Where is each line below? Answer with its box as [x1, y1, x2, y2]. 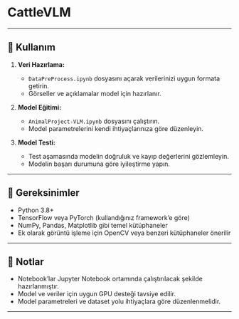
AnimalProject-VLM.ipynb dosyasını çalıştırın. [28, 117, 160, 125]
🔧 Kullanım [7, 41, 55, 53]
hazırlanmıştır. [17, 282, 59, 291]
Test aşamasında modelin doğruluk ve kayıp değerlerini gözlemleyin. [28, 152, 229, 160]
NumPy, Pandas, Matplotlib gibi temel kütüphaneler [17, 221, 169, 229]
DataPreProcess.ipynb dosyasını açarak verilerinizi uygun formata [28, 74, 221, 83]
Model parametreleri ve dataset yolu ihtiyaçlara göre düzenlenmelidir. [17, 297, 221, 306]
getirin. [28, 81, 50, 90]
